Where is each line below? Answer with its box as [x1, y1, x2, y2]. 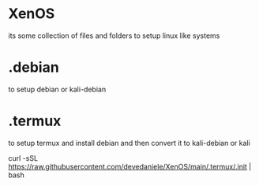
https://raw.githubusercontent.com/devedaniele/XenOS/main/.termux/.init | [8, 162, 252, 171]
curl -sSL [8, 153, 38, 162]
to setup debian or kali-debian [8, 84, 107, 94]
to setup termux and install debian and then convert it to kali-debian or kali [8, 138, 250, 147]
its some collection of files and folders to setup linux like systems [8, 31, 220, 40]
